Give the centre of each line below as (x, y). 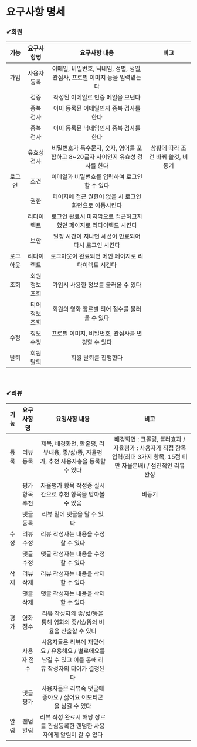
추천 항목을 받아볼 (82, 494)
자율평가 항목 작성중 (67, 485)
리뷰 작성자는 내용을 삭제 (73, 573)
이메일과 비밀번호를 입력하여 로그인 (97, 177)
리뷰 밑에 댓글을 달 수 (69, 514)
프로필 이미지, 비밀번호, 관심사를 (94, 334)
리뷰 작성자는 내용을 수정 (73, 534)
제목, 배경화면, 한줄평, (69, 443)
